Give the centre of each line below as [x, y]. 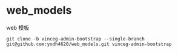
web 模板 [18, 27]
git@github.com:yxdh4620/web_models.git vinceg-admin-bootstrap [89, 44]
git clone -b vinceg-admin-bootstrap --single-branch [76, 39]
